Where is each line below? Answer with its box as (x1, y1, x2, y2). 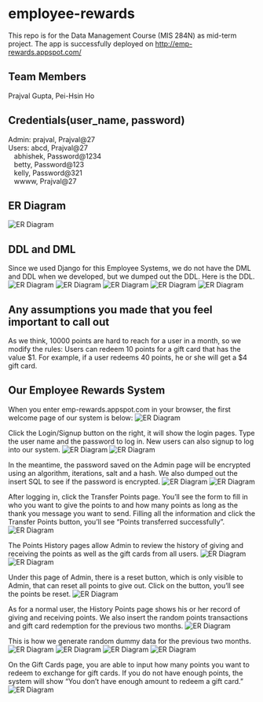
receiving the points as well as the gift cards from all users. (8, 549, 199, 558)
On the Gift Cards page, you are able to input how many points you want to (8, 660, 250, 669)
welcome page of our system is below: (8, 413, 133, 422)
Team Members (8, 70, 86, 83)
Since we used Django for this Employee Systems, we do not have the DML (8, 264, 251, 273)
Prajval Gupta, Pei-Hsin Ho (8, 91, 95, 101)
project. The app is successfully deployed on (8, 38, 154, 48)
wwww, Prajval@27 (13, 176, 77, 185)
